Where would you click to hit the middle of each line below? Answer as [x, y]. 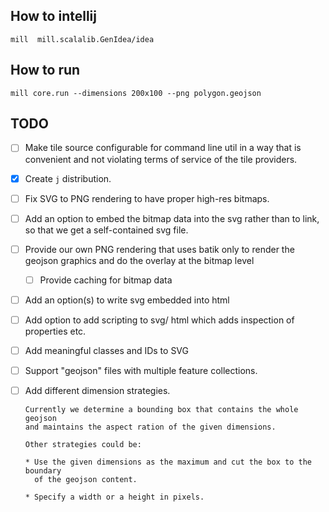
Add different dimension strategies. [97, 391]
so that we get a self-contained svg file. [106, 230]
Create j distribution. [68, 178]
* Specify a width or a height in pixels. [114, 497]
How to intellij [53, 16]
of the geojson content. [86, 480]
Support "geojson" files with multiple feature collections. [141, 370]
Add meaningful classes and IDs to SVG [106, 350]
